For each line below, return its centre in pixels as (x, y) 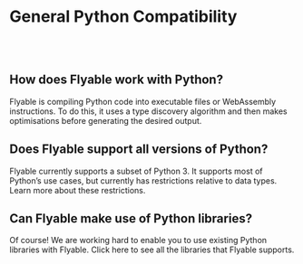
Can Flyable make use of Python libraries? (131, 218)
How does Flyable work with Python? (117, 80)
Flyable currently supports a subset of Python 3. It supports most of (136, 171)
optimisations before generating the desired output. (106, 120)
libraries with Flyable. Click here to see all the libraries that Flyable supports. (152, 250)
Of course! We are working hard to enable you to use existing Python (138, 240)
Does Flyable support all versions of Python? (139, 150)
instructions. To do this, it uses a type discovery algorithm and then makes (148, 111)
